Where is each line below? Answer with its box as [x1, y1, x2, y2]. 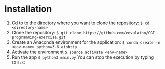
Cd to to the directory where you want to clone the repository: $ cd [11, 20, 150, 26]
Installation [4, 3, 52, 15]
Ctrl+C [11, 59, 26, 65]
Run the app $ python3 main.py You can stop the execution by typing [11, 54, 154, 60]
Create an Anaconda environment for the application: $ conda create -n [11, 39, 161, 45]
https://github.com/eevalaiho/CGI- [83, 30, 158, 35]
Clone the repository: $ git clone [11, 29, 82, 35]
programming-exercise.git [11, 35, 66, 40]
